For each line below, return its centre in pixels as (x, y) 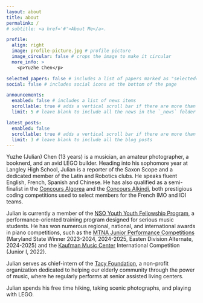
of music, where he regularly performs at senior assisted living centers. (95, 276)
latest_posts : (24, 123)
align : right (28, 45)
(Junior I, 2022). (26, 252)
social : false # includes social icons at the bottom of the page (92, 84)
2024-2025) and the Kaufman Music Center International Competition (93, 246)
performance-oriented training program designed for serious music (90, 220)
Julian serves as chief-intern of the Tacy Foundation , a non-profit (88, 264)
